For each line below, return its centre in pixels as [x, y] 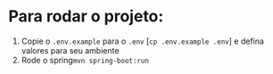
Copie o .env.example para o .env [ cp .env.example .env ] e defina [143, 41]
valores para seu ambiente [70, 50]
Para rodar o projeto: [86, 16]
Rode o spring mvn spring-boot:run [85, 60]
